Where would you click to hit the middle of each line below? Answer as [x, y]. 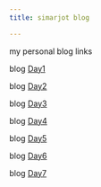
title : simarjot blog [50, 18]
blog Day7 [28, 173]
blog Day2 [28, 85]
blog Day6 [28, 156]
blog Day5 [28, 138]
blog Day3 [28, 103]
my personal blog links [51, 51]
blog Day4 [28, 120]
